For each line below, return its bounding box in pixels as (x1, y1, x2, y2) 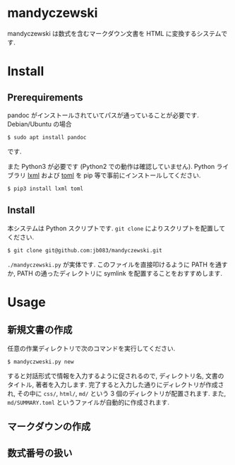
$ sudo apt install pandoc (7, 134, 87, 141)
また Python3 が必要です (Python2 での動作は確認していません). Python (7, 162, 215, 170)
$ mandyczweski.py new (7, 358, 74, 365)
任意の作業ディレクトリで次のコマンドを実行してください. (7, 344, 176, 353)
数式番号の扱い (7, 447, 73, 459)
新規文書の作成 (7, 324, 73, 336)
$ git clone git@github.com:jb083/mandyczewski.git (7, 247, 162, 254)
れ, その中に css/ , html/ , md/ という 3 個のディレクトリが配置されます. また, (7, 389, 227, 397)
